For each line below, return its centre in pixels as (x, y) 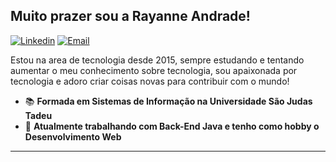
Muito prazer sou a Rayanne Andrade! (130, 16)
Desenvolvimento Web (73, 136)
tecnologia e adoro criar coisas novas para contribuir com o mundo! (150, 81)
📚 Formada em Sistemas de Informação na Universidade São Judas (168, 101)
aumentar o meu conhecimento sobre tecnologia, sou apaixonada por (154, 70)
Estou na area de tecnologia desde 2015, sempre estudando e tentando (157, 60)
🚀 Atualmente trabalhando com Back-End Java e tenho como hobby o (172, 126)
